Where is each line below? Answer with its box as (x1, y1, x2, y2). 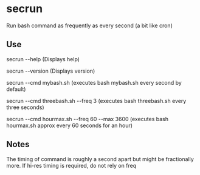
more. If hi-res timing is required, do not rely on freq (6, 162, 137, 169)
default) (6, 85, 26, 93)
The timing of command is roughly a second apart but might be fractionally (6, 155, 195, 162)
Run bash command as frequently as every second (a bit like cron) (6, 22, 173, 29)
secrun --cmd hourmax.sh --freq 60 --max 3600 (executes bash (6, 115, 169, 122)
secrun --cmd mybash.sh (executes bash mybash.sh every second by (6, 79, 182, 86)
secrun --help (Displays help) (6, 55, 80, 62)
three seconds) (6, 104, 44, 111)
